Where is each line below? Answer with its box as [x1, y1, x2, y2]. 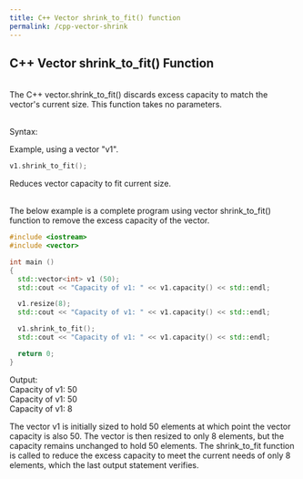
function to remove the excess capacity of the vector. [9, 215, 210, 226]
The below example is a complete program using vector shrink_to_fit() [9, 206, 271, 217]
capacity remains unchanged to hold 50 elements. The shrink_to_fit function [9, 440, 295, 451]
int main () [9, 257, 55, 267]
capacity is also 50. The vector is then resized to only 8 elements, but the [9, 430, 285, 442]
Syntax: [9, 127, 38, 138]
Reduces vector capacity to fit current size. [9, 178, 171, 189]
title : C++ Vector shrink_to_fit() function [9, 13, 181, 23]
